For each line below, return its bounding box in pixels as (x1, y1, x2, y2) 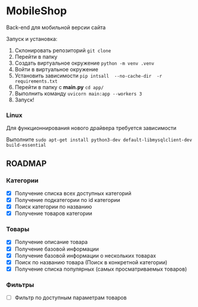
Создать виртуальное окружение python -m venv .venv (14, 59, 155, 67)
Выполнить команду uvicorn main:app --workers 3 (14, 90, 142, 97)
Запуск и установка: (6, 35, 58, 42)
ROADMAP (6, 159, 47, 169)
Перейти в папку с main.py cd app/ (14, 83, 104, 90)
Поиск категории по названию (14, 203, 92, 210)
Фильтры (6, 280, 34, 289)
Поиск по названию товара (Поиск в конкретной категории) (14, 258, 168, 265)
